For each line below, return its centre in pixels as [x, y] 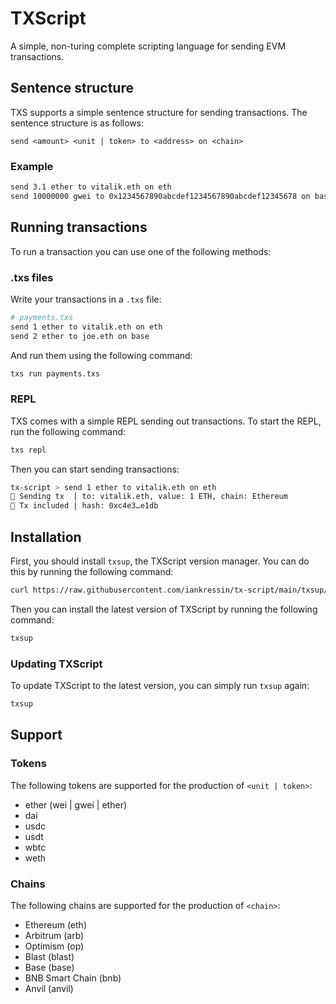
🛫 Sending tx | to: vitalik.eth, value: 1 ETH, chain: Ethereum [149, 497]
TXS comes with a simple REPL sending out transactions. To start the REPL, [166, 421]
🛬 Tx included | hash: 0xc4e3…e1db [84, 506]
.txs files [32, 277]
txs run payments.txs [55, 373]
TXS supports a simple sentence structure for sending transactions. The [159, 112]
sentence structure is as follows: [77, 123]
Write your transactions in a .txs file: [86, 299]
